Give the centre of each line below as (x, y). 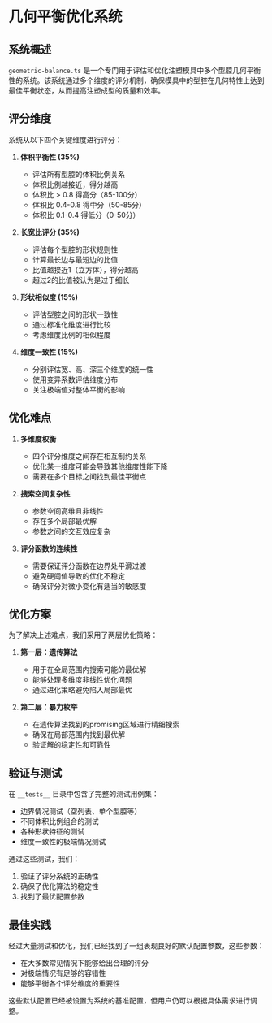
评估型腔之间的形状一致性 (75, 314)
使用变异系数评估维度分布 (75, 379)
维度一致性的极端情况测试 (63, 842)
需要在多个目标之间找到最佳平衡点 (89, 476)
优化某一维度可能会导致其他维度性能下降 (100, 466)
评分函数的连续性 (49, 548)
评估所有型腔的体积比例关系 (79, 174)
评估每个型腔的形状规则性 (75, 249)
